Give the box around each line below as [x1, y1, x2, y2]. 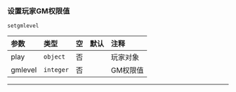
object [43, 53, 65, 61]
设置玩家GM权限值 [7, 6, 70, 15]
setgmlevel [7, 22, 39, 29]
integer [43, 66, 69, 74]
